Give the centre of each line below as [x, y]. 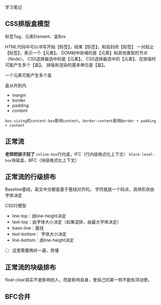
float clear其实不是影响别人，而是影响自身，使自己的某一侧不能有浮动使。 [79, 280]
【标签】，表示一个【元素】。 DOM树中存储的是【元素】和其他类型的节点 [76, 53]
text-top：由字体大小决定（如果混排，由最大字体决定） [67, 222]
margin [19, 95]
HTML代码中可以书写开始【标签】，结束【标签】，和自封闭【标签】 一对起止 [79, 46]
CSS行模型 [16, 206]
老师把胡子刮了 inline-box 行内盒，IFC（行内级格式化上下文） [66, 154]
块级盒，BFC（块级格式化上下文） [45, 160]
